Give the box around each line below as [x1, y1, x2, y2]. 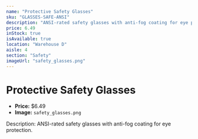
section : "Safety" [6, 52, 51, 58]
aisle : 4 [6, 47, 28, 53]
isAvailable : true [6, 36, 51, 42]
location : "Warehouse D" [6, 42, 67, 48]
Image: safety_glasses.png [14, 109, 81, 116]
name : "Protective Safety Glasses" [6, 8, 94, 15]
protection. [6, 127, 33, 134]
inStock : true [6, 31, 41, 37]
